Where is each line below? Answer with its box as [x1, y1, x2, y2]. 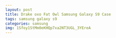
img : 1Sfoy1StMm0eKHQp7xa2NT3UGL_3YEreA [5, 26, 91, 31]
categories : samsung [5, 21, 49, 26]
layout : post [5, 7, 33, 12]
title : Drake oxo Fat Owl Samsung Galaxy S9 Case [5, 12, 111, 17]
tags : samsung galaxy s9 [5, 16, 57, 21]
